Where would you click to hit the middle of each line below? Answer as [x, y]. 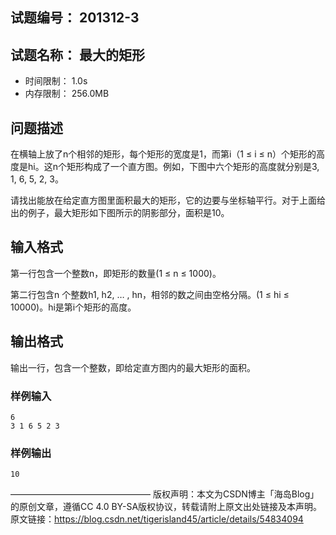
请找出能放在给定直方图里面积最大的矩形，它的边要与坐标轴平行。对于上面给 [168, 200]
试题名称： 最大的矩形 [77, 54]
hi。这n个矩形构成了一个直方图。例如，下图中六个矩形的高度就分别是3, [173, 167]
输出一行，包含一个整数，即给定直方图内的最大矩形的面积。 [133, 367]
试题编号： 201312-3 [75, 18]
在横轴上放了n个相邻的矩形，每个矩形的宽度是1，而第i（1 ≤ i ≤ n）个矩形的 [163, 154]
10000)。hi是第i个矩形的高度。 [73, 307]
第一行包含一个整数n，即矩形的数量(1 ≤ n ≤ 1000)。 [116, 273]
